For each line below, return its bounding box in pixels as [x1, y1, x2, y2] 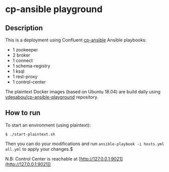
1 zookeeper [12, 47, 38, 52]
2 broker [12, 52, 31, 58]
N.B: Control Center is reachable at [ [5, 155, 81, 162]
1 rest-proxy [12, 74, 38, 79]
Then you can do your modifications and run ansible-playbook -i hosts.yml [5, 140, 164, 147]
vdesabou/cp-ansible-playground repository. [5, 94, 98, 100]
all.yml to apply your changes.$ [5, 146, 73, 152]
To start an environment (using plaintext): [5, 122, 91, 128]
